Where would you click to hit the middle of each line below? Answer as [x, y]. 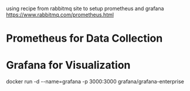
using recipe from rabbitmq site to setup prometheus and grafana [85, 9]
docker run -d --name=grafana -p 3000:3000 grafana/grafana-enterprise [95, 82]
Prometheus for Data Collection [84, 38]
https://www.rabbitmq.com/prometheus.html [60, 15]
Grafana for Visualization [68, 65]
